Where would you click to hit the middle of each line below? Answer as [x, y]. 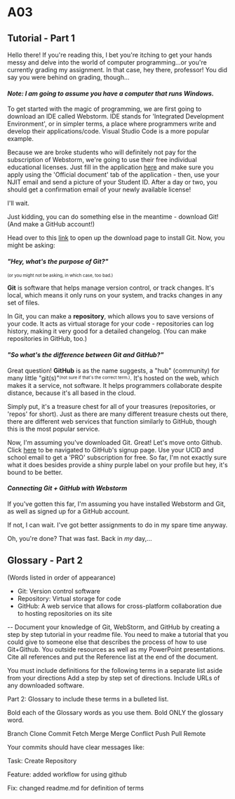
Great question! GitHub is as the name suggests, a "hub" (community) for [113, 370]
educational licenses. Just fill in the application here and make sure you [110, 167]
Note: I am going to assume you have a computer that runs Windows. [110, 93]
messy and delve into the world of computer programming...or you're [107, 62]
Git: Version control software [59, 591]
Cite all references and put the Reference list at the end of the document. [113, 657]
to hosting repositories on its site [65, 613]
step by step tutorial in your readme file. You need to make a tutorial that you [118, 634]
